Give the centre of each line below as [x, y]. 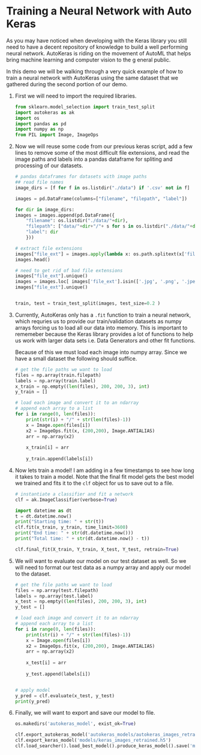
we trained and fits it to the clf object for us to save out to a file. [94, 483]
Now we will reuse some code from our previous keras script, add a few [104, 146]
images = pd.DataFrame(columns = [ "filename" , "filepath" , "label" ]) [101, 199]
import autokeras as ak [45, 113]
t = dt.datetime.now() [43, 516]
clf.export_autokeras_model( [51, 735]
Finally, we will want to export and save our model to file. [85, 713]
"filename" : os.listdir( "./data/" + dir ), [77, 221]
